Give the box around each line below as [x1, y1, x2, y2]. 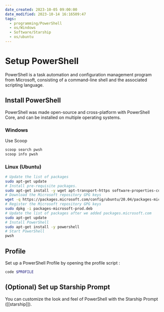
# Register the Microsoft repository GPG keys [5, 201, 102, 207]
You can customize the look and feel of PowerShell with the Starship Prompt [5, 296, 158, 302]
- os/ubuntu [9, 35, 34, 40]
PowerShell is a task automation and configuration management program [5, 71, 152, 77]
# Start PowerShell [5, 229, 45, 234]
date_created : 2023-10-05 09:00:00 [5, 7, 78, 12]
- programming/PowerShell [9, 21, 62, 26]
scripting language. [5, 82, 44, 88]
